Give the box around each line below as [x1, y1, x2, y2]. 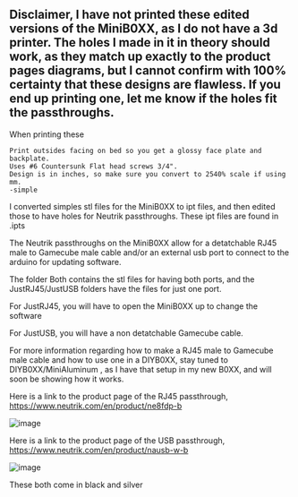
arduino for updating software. [9, 256, 122, 267]
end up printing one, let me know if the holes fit [9, 91, 277, 107]
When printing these [9, 129, 85, 140]
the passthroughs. [9, 105, 115, 120]
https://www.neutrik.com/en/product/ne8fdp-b [9, 400, 183, 411]
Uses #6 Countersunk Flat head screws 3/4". [9, 161, 178, 171]
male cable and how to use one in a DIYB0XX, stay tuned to [9, 354, 228, 365]
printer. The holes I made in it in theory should [9, 35, 270, 50]
